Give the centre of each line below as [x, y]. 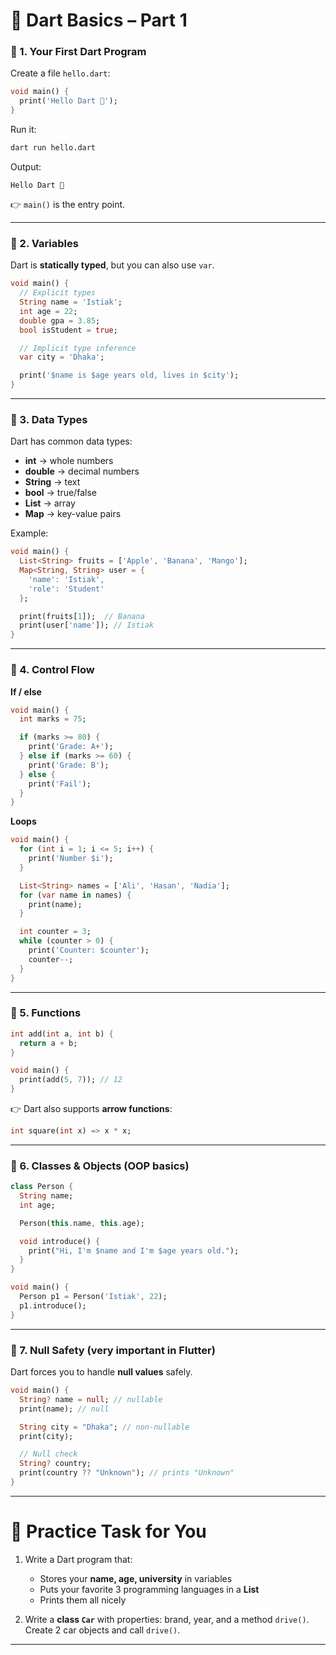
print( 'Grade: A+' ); [71, 747]
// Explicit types [58, 293]
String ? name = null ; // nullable [91, 1399]
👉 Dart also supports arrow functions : [91, 1109]
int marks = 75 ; [53, 719]
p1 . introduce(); [53, 1305]
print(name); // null [64, 1409]
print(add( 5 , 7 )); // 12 [71, 1080]
